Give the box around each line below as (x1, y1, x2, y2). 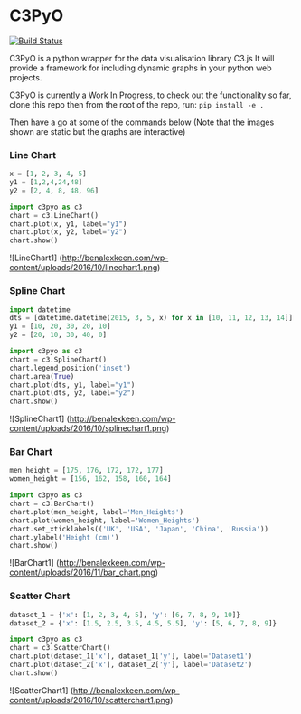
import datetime (9, 305, 71, 315)
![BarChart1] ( (9, 558, 60, 568)
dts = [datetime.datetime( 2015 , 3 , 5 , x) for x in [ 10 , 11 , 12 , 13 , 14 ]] (9, 314, 294, 323)
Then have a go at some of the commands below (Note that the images (9, 117, 275, 127)
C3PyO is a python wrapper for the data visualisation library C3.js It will (9, 52, 275, 63)
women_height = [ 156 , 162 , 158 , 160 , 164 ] (9, 474, 172, 484)
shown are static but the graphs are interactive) (9, 126, 186, 136)
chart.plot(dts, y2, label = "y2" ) (9, 389, 136, 398)
